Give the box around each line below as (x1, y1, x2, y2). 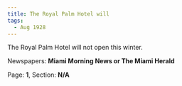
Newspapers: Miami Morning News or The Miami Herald (7, 57, 176, 65)
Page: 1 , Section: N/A (7, 70, 70, 79)
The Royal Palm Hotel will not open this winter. (7, 43, 144, 52)
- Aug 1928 (14, 23, 46, 31)
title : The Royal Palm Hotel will (7, 10, 110, 18)
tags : (7, 17, 23, 24)
